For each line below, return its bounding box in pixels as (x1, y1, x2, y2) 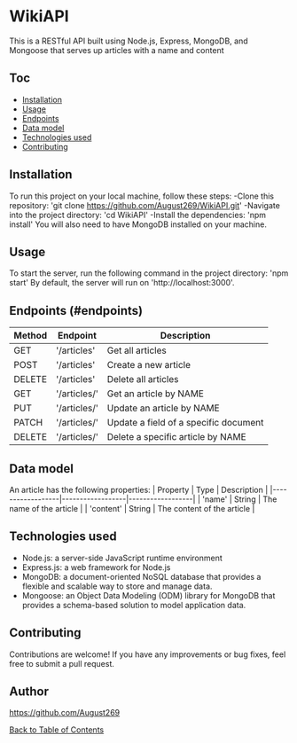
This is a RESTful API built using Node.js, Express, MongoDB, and (9, 35, 248, 46)
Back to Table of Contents (9, 724, 105, 735)
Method (13, 330, 48, 342)
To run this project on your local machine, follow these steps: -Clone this (9, 191, 275, 201)
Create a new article (106, 359, 191, 371)
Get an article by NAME (106, 387, 204, 400)
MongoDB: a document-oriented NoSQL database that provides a (21, 571, 262, 582)
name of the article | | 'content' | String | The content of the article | (9, 504, 255, 513)
